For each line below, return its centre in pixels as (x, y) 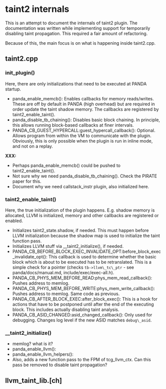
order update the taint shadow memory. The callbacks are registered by (85, 109)
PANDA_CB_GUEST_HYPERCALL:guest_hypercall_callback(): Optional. (84, 130)
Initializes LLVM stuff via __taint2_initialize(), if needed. (68, 246)
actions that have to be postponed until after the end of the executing (83, 304)
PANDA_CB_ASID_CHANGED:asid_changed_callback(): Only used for (82, 314)
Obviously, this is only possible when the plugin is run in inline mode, (83, 141)
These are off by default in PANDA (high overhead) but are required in (83, 104)
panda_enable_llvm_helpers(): (43, 354)
